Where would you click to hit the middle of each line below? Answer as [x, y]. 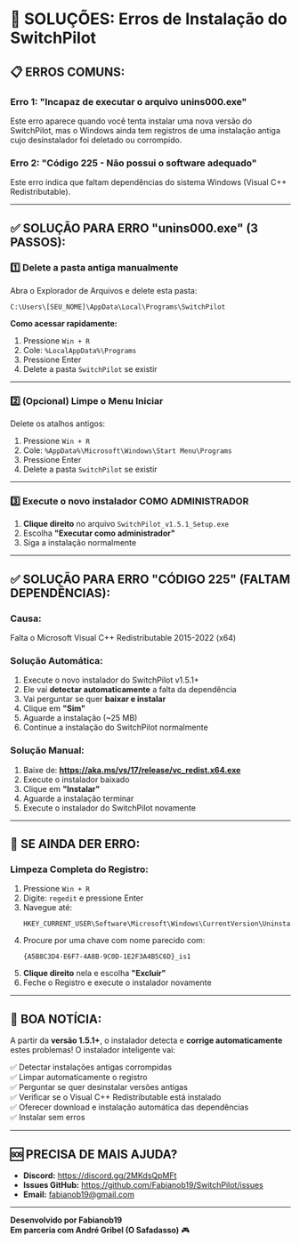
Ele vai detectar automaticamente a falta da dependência [130, 690]
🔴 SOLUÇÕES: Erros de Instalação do [149, 19]
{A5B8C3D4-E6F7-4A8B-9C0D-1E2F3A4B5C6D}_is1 [107, 957]
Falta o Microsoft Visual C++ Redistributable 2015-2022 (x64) [123, 638]
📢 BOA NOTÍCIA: [56, 1019]
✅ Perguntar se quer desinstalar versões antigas [99, 1087]
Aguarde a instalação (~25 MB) [80, 718]
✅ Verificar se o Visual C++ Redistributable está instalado [116, 1097]
